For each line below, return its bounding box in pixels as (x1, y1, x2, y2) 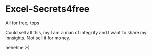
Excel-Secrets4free (5, 3, 90, 15)
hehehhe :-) (5, 44, 31, 50)
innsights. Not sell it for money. (5, 35, 70, 41)
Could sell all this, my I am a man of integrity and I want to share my (5, 29, 147, 35)
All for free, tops (5, 20, 40, 26)
